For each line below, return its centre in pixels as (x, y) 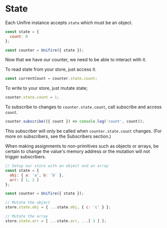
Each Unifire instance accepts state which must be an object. (69, 23)
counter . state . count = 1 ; (32, 97)
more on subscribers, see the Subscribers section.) (58, 136)
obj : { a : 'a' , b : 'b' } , (37, 175)
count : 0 (19, 36)
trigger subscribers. (26, 157)
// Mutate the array (27, 216)
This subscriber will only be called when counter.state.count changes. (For (83, 131)
